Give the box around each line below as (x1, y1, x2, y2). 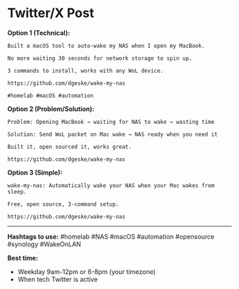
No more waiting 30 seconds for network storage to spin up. (7, 55, 193, 62)
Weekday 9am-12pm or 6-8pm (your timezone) (17, 267, 156, 275)
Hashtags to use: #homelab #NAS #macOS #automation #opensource (7, 232, 215, 241)
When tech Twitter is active (17, 275, 98, 283)
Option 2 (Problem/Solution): (7, 105, 95, 113)
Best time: (7, 253, 38, 262)
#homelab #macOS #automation (7, 92, 94, 99)
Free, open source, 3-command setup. (7, 201, 119, 208)
